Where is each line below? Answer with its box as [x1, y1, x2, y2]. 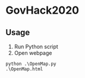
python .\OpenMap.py [5, 61, 57, 67]
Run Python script [14, 43, 59, 50]
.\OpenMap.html [5, 66, 43, 72]
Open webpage [14, 49, 52, 57]
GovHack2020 [5, 4, 80, 17]
